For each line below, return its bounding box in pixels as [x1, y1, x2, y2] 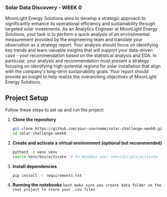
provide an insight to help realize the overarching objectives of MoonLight [5, 74, 157, 80]
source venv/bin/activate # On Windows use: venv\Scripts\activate [12, 154, 158, 159]
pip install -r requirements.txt [12, 173, 82, 178]
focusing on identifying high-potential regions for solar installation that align [5, 63, 161, 69]
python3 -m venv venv [12, 149, 58, 154]
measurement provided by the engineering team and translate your [5, 36, 143, 42]
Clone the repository [12, 116, 56, 122]
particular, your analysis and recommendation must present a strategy [5, 58, 150, 64]
